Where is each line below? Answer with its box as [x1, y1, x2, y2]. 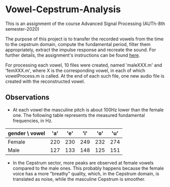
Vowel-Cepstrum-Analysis [5, 4, 121, 15]
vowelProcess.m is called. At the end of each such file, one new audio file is [5, 73, 164, 79]
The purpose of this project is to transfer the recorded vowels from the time [5, 36, 164, 42]
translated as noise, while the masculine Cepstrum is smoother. [12, 176, 146, 182]
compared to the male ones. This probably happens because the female [12, 165, 164, 171]
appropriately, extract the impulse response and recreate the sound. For [5, 46, 156, 53]
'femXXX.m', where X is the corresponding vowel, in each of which [5, 67, 146, 74]
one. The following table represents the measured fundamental [12, 112, 145, 118]
